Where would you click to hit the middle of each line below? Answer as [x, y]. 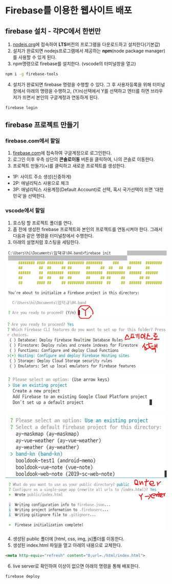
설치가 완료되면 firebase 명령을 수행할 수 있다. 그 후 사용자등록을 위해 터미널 [89, 84]
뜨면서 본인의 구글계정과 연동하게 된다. [61, 97]
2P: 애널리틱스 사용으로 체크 [41, 183]
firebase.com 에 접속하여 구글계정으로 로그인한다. [62, 153]
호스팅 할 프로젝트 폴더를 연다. [43, 223]
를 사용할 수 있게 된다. [35, 57]
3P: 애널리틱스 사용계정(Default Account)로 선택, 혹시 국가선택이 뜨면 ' [84, 190]
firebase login [21, 108]
